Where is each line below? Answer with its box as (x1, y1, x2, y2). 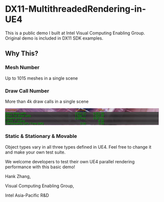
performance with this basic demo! (5, 164, 76, 170)
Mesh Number (5, 64, 40, 71)
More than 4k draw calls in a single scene (5, 98, 89, 104)
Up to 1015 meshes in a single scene (5, 75, 78, 81)
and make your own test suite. (5, 149, 66, 155)
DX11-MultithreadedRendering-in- (5, 3, 146, 15)
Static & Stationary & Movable (5, 133, 77, 140)
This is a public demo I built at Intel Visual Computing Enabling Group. (5, 30, 145, 36)
